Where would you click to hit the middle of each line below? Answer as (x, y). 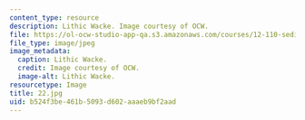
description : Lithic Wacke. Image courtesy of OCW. (109, 26)
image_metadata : (40, 51)
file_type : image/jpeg (52, 43)
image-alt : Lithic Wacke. (67, 77)
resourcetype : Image (49, 85)
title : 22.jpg (36, 93)
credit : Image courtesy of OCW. (79, 69)
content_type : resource (54, 18)
